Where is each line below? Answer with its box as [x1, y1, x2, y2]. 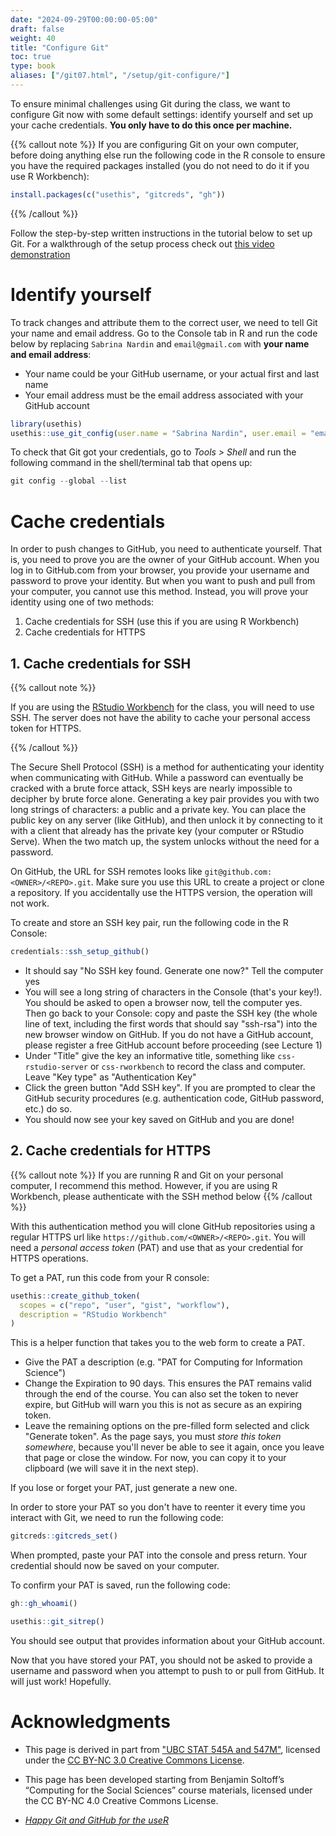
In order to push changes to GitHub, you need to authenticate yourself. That [10, 543, 323, 555]
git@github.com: [204, 867, 273, 878]
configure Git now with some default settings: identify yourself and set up [10, 108, 313, 120]
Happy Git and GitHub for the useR [24, 1814, 169, 1826]
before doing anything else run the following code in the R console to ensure [10, 149, 326, 161]
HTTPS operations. [10, 1252, 89, 1264]
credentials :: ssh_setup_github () [10, 947, 150, 957]
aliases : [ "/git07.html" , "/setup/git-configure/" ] [10, 71, 230, 81]
